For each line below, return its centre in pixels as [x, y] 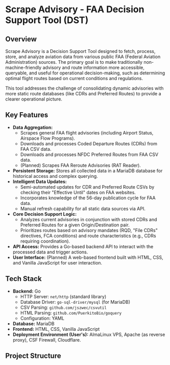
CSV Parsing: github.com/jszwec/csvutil [64, 307]
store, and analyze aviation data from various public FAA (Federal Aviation [83, 57]
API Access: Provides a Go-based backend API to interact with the [83, 246]
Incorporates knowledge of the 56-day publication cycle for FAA [88, 198]
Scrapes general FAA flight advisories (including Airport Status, [87, 133]
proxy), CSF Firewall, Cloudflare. [47, 340]
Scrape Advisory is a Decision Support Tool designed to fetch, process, [80, 51]
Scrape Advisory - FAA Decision [75, 9]
